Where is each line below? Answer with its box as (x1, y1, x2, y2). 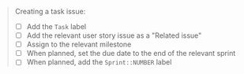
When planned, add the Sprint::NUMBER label (26, 57, 172, 67)
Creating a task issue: (14, 7, 86, 16)
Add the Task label (26, 22, 87, 31)
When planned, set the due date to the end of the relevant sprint (26, 49, 236, 58)
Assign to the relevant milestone (26, 39, 132, 50)
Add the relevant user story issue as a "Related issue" (26, 31, 202, 40)
